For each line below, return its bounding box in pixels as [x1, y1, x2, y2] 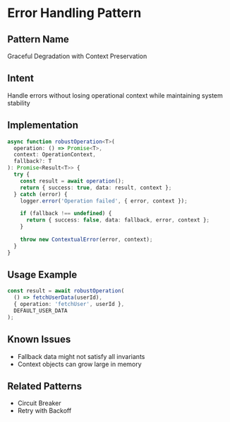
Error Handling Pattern [7, 5, 142, 21]
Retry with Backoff [17, 406, 72, 415]
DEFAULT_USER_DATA [13, 307, 68, 314]
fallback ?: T [13, 158, 52, 165]
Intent [7, 72, 34, 84]
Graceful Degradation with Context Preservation [7, 52, 147, 60]
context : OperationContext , [13, 151, 97, 159]
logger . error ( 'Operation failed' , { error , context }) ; [20, 197, 188, 205]
